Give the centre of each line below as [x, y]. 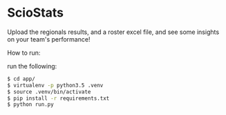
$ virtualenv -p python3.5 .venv [55, 85]
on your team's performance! [49, 39]
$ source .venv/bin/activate [49, 91]
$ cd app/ [21, 79]
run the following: [32, 66]
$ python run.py [30, 105]
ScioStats [36, 13]
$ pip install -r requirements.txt [58, 98]
